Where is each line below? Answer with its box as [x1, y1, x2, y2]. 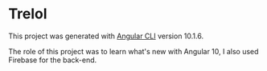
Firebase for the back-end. [8, 55, 97, 65]
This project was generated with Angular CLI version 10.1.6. [8, 31, 203, 41]
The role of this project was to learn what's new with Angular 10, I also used [8, 46, 259, 56]
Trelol [8, 5, 47, 23]
